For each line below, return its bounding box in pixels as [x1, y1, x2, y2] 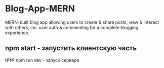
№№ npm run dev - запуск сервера [5, 57, 80, 63]
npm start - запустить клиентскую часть [5, 44, 137, 52]
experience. [5, 30, 30, 35]
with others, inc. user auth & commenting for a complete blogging [5, 24, 139, 30]
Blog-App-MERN [5, 3, 75, 14]
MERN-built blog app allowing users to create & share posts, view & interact [5, 19, 159, 25]
